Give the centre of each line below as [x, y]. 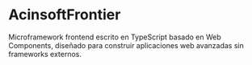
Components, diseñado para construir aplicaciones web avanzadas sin [126, 45]
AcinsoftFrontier [65, 15]
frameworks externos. [45, 54]
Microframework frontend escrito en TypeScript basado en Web [115, 37]
